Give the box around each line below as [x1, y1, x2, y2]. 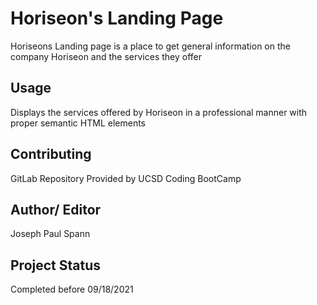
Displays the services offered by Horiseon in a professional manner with [10, 106, 308, 118]
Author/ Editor [10, 201, 102, 218]
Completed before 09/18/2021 [10, 283, 134, 296]
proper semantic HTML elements [10, 117, 146, 129]
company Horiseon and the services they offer [10, 50, 203, 62]
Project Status [10, 257, 102, 274]
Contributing [10, 146, 92, 163]
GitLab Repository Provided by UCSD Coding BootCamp [10, 172, 242, 184]
